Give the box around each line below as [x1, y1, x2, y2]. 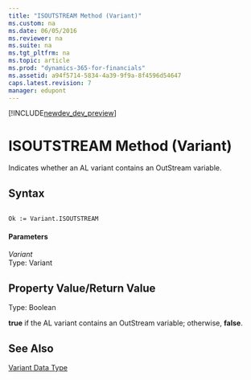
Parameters [8, 231, 48, 241]
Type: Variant [8, 258, 53, 268]
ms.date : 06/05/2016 [8, 27, 78, 35]
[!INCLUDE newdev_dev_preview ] [8, 108, 117, 118]
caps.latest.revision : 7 [8, 79, 92, 87]
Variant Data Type [8, 362, 68, 372]
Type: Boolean [8, 303, 56, 313]
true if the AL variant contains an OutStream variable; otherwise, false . [8, 318, 243, 328]
